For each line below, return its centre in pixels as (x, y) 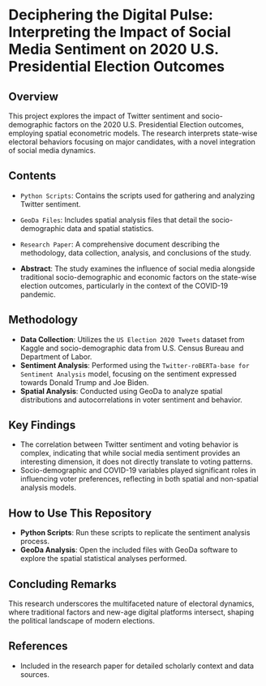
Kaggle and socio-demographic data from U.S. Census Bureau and (132, 348)
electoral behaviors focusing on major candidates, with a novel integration (132, 142)
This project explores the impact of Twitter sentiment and (104, 116)
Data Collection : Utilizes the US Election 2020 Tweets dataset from (132, 339)
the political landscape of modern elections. (82, 621)
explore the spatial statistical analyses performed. (103, 559)
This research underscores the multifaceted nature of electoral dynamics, (131, 604)
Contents (32, 176)
